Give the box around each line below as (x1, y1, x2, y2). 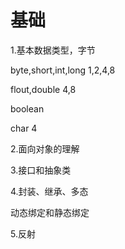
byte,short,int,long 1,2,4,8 (10, 64, 116, 76)
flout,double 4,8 (10, 83, 77, 95)
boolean (10, 102, 45, 115)
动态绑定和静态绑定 (10, 206, 90, 218)
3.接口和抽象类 (10, 164, 72, 176)
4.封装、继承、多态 (10, 185, 89, 197)
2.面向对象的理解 (10, 142, 80, 155)
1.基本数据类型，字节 (10, 44, 96, 56)
